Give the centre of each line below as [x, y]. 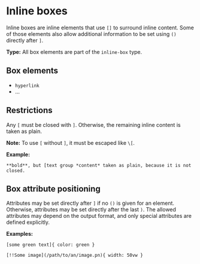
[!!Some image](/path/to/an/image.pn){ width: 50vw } [75, 256]
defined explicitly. [28, 222]
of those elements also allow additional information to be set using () [91, 34]
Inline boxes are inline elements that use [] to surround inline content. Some [100, 28]
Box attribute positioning [53, 189]
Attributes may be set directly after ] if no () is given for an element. [90, 203]
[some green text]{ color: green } [51, 245]
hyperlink [27, 86]
